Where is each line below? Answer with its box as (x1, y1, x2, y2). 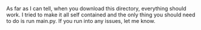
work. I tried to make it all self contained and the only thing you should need (6, 11, 196, 18)
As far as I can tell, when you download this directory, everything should (6, 5, 186, 12)
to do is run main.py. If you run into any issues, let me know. (6, 18, 156, 24)
